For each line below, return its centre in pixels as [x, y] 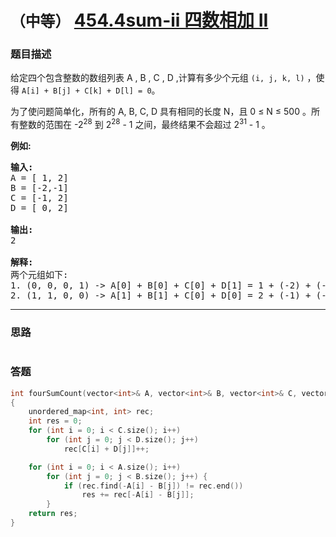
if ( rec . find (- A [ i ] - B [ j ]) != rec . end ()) [153, 486]
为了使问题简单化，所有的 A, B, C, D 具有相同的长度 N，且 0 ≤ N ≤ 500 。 [161, 112]
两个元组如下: [39, 275]
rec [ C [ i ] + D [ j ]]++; [106, 449]
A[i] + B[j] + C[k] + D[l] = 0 [86, 91]
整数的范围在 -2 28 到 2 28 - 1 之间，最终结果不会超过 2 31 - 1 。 [144, 124]
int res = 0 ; [55, 421]
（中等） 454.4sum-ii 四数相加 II [139, 20]
